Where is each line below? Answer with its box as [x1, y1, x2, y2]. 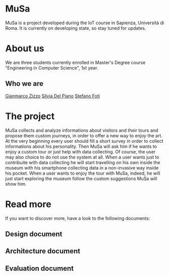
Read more [5, 198, 51, 210]
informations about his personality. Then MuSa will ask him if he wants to [5, 143, 157, 149]
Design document [5, 230, 63, 238]
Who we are [5, 79, 44, 88]
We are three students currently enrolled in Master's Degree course [5, 59, 146, 66]
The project [5, 111, 54, 122]
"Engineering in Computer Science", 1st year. [5, 65, 98, 71]
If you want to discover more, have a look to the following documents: [5, 215, 150, 221]
